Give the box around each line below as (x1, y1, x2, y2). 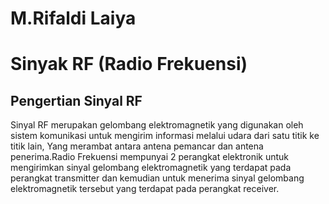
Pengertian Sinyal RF (10, 92, 143, 109)
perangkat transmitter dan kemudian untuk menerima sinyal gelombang (10, 172, 305, 184)
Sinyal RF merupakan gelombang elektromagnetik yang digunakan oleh (10, 119, 304, 131)
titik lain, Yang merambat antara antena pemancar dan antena (10, 140, 264, 152)
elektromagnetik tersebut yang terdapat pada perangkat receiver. (10, 183, 280, 195)
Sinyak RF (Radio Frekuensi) (10, 53, 248, 76)
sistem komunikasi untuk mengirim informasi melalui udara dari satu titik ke (10, 130, 320, 142)
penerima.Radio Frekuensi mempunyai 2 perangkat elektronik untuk (10, 151, 290, 163)
